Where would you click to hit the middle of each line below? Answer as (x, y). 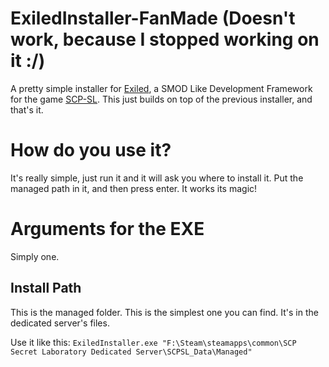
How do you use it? (91, 150)
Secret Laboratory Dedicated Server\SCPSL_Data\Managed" (131, 352)
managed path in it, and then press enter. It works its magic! (134, 188)
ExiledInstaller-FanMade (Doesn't (153, 18)
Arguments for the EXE (107, 229)
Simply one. (35, 256)
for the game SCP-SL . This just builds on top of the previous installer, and (161, 99)
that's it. (27, 109)
